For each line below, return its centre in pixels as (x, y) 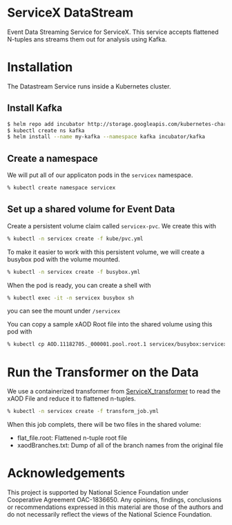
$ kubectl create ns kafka (46, 130)
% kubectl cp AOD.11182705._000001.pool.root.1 (77, 344)
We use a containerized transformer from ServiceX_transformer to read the (114, 392)
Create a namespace (52, 158)
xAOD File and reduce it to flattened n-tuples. (71, 398)
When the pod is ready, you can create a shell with (79, 285)
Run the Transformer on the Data (103, 372)
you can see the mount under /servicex (64, 311)
